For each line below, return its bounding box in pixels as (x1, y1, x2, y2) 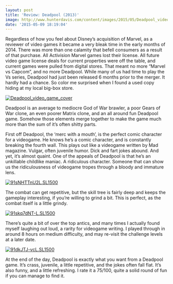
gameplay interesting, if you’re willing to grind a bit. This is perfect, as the (5, 195, 161, 201)
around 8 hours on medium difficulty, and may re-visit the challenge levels (5, 231, 163, 237)
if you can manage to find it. (5, 273, 65, 279)
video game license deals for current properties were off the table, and (5, 58, 156, 64)
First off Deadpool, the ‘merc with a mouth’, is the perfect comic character (5, 131, 162, 138)
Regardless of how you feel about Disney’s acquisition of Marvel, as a (5, 36, 153, 42)
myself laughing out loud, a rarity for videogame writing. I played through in (5, 225, 165, 232)
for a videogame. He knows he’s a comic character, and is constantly (5, 137, 151, 143)
